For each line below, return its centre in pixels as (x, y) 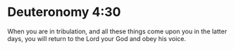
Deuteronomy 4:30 (64, 12)
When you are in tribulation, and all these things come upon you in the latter (117, 31)
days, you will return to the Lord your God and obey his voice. (97, 38)
